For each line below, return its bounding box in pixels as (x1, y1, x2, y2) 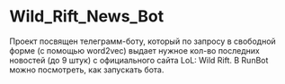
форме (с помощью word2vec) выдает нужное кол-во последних (9, 45, 261, 55)
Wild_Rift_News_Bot (9, 6, 165, 27)
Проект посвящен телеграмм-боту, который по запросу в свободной (9, 36, 276, 46)
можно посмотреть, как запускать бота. (9, 64, 165, 75)
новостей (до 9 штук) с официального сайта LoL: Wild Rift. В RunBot (9, 55, 269, 65)
